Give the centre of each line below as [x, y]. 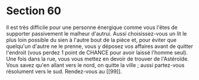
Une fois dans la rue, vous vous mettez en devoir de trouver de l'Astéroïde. [97, 59]
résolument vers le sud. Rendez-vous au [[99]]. [64, 71]
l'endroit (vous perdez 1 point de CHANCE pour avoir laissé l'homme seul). [97, 52]
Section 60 [34, 11]
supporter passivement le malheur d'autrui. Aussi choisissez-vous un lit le [97, 33]
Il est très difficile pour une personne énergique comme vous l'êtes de [92, 27]
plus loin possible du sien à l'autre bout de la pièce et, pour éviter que [91, 40]
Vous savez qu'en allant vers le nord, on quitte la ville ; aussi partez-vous [95, 65]
